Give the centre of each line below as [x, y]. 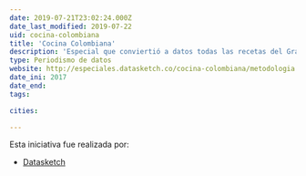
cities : [24, 110]
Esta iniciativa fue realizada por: [69, 145]
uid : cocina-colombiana [55, 35]
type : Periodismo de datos [61, 60]
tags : [20, 94]
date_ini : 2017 [38, 78]
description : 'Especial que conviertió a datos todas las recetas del [146, 52]
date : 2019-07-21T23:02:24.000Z [71, 18]
